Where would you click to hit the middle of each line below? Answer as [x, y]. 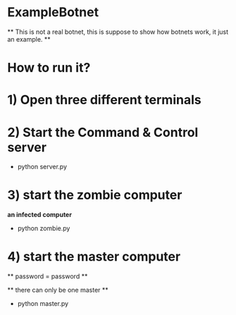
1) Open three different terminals [105, 100]
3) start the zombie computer [95, 195]
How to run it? [49, 68]
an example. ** [29, 39]
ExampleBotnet [53, 12]
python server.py [42, 167]
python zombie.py [44, 228]
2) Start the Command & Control [103, 132]
